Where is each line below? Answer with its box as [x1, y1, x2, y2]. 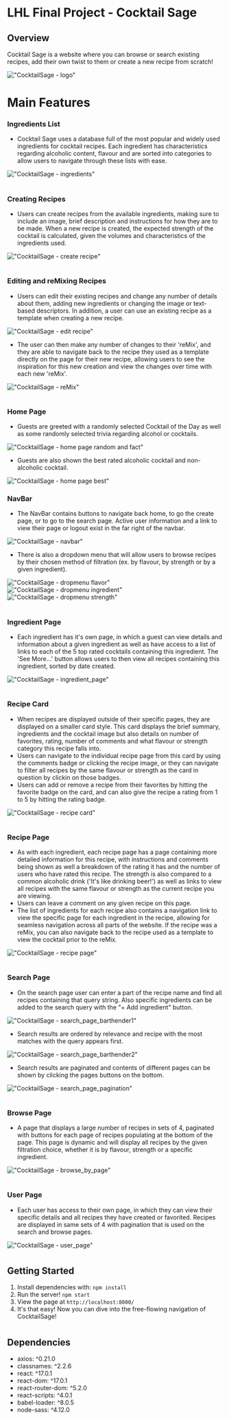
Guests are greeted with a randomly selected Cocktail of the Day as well [16, 422, 221, 431]
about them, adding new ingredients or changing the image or [16, 299, 192, 307]
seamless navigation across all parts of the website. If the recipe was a [16, 921, 217, 929]
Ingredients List [7, 119, 60, 129]
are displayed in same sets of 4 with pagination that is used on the [16, 1220, 204, 1228]
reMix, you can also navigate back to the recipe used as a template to [16, 928, 214, 937]
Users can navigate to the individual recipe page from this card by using [16, 751, 221, 759]
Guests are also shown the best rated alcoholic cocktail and [16, 456, 186, 464]
